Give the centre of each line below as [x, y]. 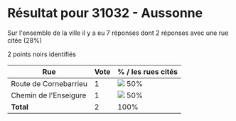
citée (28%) [25, 40]
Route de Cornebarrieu [49, 83]
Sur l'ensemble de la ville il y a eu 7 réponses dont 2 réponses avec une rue [118, 33]
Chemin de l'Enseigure [49, 95]
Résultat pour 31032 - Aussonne [105, 13]
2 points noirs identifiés [42, 54]
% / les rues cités [147, 71]
